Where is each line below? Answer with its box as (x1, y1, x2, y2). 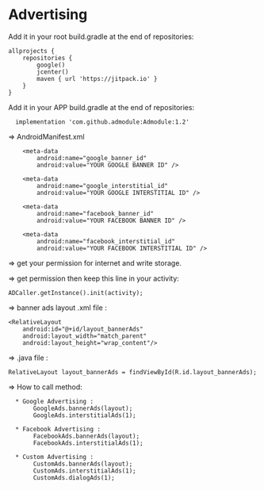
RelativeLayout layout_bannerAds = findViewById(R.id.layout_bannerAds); (8, 368, 258, 376)
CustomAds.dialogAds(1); (33, 473, 115, 481)
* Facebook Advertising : (15, 425, 101, 433)
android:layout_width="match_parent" (22, 331, 147, 340)
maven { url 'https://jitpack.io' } (36, 75, 158, 82)
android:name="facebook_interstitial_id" (36, 237, 176, 245)
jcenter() (36, 67, 69, 76)
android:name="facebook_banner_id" (36, 209, 155, 217)
